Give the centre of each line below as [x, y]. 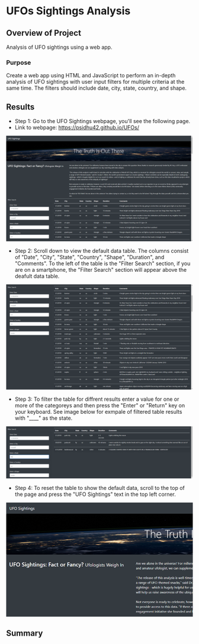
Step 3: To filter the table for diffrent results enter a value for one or [97, 399]
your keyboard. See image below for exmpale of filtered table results [98, 412]
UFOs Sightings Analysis [68, 11]
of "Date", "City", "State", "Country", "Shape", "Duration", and [89, 257]
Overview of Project [44, 33]
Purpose [19, 62]
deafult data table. [37, 276]
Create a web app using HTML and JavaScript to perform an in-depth [91, 76]
